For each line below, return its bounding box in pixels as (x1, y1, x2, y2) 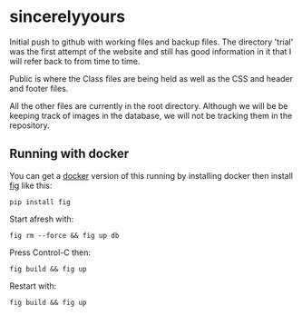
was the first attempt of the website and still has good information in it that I (9, 45, 292, 56)
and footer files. (9, 83, 69, 94)
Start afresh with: (9, 213, 74, 224)
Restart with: (9, 280, 57, 291)
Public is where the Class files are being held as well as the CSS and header (9, 73, 293, 84)
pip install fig (9, 197, 71, 206)
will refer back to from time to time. (9, 55, 141, 66)
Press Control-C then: (9, 247, 92, 258)
